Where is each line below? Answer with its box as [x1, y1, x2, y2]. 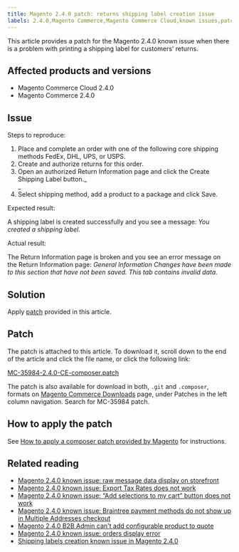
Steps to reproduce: [7, 131, 66, 140]
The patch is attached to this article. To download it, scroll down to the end [7, 347, 227, 355]
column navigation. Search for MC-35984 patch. [7, 397, 150, 406]
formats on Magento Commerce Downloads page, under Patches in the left [7, 390, 228, 398]
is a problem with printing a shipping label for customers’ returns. [7, 44, 199, 53]
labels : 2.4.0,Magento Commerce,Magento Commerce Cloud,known [7, 17, 196, 24]
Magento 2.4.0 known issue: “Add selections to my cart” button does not [17, 491, 231, 500]
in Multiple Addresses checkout [17, 514, 111, 523]
